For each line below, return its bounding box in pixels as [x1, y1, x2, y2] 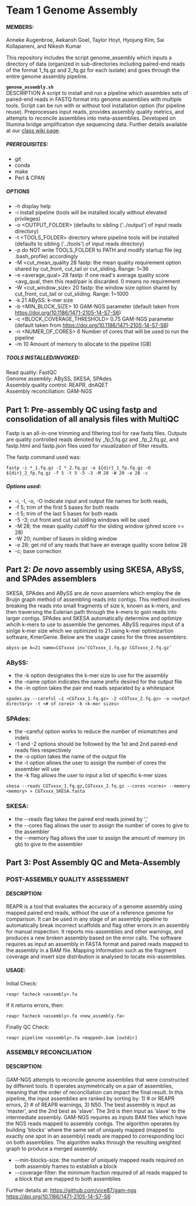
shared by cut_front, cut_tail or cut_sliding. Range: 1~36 [14, 265, 149, 272]
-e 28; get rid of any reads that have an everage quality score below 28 [14, 541, 187, 548]
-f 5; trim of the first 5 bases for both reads [14, 504, 119, 511]
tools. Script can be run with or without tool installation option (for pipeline [6, 102, 185, 109]
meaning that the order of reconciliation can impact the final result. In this [6, 1089, 184, 1096]
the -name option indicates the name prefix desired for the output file [14, 678, 183, 685]
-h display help [14, 203, 51, 210]
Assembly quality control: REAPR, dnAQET [6, 382, 109, 389]
